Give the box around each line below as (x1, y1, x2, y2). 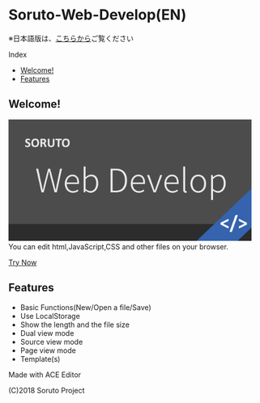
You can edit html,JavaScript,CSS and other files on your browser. (8, 241, 229, 252)
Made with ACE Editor (8, 370, 82, 380)
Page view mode (19, 346, 77, 355)
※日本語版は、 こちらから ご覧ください (8, 33, 134, 43)
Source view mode (19, 337, 83, 346)
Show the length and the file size (19, 320, 130, 329)
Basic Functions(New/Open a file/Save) (19, 302, 151, 312)
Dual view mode (19, 328, 75, 337)
